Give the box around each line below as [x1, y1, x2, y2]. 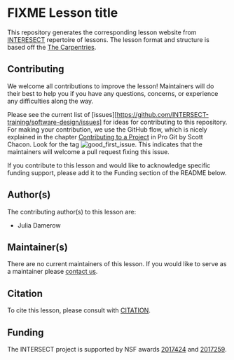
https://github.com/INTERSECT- [116, 110, 209, 118]
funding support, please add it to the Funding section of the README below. [7, 168, 227, 176]
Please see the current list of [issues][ [7, 110, 117, 118]
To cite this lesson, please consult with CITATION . [7, 306, 151, 314]
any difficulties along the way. [7, 97, 94, 105]
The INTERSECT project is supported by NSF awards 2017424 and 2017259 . [7, 345, 227, 353]
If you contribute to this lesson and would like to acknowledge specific [7, 161, 211, 169]
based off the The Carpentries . [7, 43, 97, 51]
